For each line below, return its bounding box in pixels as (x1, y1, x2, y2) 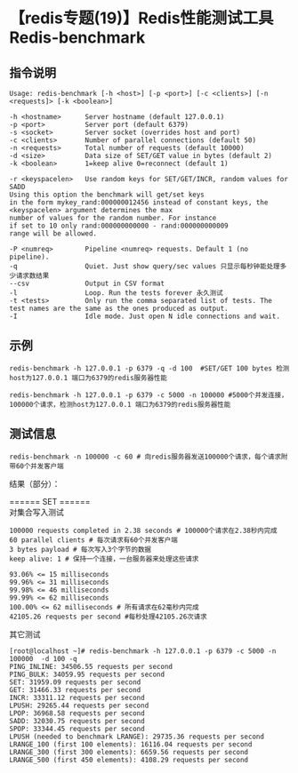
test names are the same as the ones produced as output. (9, 304, 229, 313)
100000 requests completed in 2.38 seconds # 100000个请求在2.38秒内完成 (9, 526, 278, 535)
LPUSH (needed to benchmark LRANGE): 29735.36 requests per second (9, 732, 265, 741)
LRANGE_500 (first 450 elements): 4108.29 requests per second (9, 755, 249, 764)
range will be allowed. (9, 229, 98, 238)
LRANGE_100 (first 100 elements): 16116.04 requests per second (9, 739, 253, 749)
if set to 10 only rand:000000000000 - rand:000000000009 (9, 221, 229, 230)
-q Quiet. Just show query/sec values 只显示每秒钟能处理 (9, 262, 280, 271)
